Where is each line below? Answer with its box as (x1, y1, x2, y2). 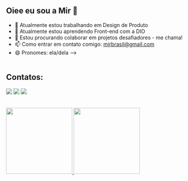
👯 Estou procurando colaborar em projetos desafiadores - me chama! (14, 33, 183, 41)
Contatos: (6, 72, 43, 82)
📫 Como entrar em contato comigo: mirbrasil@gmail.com (14, 41, 155, 48)
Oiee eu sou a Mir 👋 (6, 6, 78, 16)
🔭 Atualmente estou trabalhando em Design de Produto (14, 21, 149, 28)
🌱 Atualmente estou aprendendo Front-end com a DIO (14, 28, 146, 35)
